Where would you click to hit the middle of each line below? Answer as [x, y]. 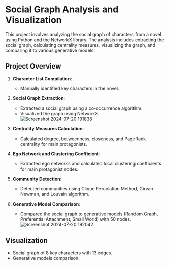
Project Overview [33, 66]
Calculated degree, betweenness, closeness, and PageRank [83, 139]
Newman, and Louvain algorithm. [55, 194]
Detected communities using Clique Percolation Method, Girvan [87, 188]
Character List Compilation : [42, 78]
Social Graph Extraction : [39, 98]
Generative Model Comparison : [46, 204]
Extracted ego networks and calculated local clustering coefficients [91, 163]
